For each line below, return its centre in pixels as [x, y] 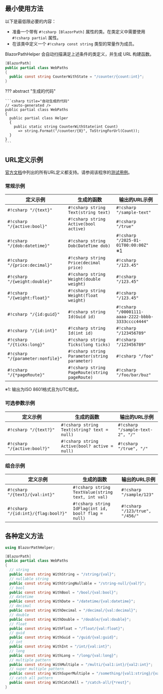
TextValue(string [93, 492]
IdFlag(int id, [90, 508]
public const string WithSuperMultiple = [52, 674]
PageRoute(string [88, 373]
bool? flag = [88, 513]
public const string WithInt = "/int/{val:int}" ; [60, 646]
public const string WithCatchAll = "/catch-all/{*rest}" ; [70, 683]
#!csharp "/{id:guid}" [33, 315]
